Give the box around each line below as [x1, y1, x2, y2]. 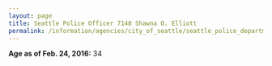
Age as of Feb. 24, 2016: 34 [8, 49, 103, 59]
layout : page [8, 11, 53, 20]
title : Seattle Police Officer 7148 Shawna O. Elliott [8, 19, 198, 27]
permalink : [8, 27, 45, 35]
